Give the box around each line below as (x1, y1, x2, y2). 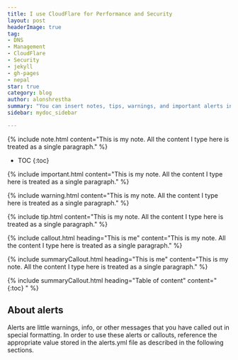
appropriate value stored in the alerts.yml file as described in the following (7, 338, 225, 347)
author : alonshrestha (7, 96, 72, 103)
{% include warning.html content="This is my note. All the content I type (7, 191, 218, 199)
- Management (7, 43, 46, 50)
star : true (7, 83, 40, 90)
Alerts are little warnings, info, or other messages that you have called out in (7, 323, 230, 332)
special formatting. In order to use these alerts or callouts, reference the (7, 330, 217, 339)
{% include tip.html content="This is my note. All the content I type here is (7, 212, 224, 220)
